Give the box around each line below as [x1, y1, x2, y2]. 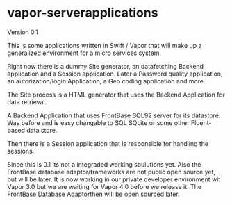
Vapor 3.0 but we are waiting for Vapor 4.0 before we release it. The [7, 182, 202, 190]
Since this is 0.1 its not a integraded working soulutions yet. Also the [7, 160, 201, 168]
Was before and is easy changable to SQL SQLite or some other [7, 118, 190, 126]
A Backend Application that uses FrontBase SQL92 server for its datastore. [7, 111, 221, 120]
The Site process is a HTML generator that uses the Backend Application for [7, 90, 226, 99]
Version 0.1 [7, 28, 38, 36]
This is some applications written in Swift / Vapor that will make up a [7, 41, 202, 49]
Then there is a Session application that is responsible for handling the [7, 139, 209, 147]
